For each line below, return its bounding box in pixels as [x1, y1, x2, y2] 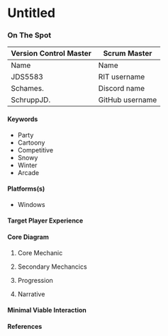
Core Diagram [7, 233, 50, 242]
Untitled [7, 5, 56, 21]
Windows [17, 200, 45, 208]
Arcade [17, 168, 40, 177]
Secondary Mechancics [17, 262, 87, 271]
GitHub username [98, 95, 157, 105]
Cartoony [17, 138, 45, 147]
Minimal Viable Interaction [7, 306, 87, 315]
